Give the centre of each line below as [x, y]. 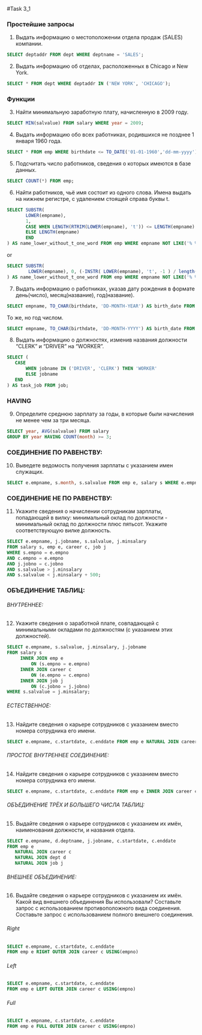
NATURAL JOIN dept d [40, 858]
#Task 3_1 [19, 9]
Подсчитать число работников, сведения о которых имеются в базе [103, 164]
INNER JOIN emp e [42, 659]
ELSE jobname [42, 374]
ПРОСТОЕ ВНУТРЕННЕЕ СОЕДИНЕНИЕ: [58, 755]
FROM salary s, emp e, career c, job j [57, 547]
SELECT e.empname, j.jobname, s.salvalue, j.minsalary [77, 542]
